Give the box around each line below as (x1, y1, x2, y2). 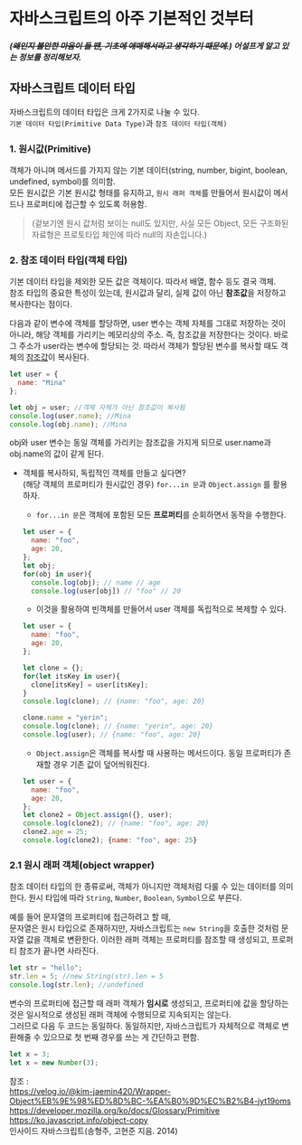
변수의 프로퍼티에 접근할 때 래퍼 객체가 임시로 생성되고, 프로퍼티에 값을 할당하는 (9, 998, 289, 1009)
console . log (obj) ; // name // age (31, 577, 161, 587)
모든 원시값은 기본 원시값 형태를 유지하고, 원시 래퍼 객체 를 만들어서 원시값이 (9, 187, 272, 198)
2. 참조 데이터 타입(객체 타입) (9, 254, 128, 267)
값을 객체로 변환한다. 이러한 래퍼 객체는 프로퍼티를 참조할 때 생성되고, (25, 934, 269, 945)
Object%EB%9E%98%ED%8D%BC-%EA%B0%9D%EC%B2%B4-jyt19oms (9, 1095, 291, 1106)
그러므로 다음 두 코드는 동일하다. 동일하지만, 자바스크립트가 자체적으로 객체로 (9, 1020, 280, 1031)
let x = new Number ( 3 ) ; (9, 1058, 99, 1067)
